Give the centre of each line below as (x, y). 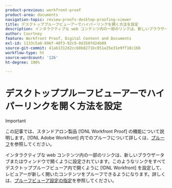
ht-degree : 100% (23, 62)
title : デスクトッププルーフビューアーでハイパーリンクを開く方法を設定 (72, 24)
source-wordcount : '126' (32, 57)
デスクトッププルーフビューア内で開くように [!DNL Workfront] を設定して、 (85, 168)
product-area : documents (32, 15)
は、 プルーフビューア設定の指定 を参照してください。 (61, 181)
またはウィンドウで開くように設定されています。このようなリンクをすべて (88, 161)
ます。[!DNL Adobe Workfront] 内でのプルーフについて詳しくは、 (83, 138)
